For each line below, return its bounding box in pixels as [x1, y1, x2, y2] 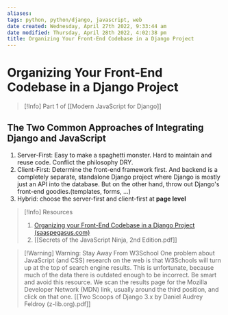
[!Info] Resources [23, 207, 73, 216]
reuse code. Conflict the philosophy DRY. [16, 158, 134, 166]
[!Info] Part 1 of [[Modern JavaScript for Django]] [23, 102, 162, 110]
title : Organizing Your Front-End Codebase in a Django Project [7, 36, 194, 42]
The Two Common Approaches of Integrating [7, 122, 204, 134]
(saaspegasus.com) [34, 228, 90, 236]
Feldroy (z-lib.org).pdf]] [23, 299, 91, 308]
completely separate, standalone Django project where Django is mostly [16, 173, 220, 181]
